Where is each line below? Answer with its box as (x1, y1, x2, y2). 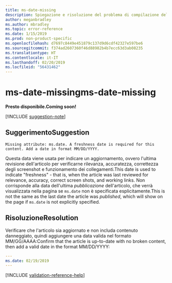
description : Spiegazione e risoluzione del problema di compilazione (5, 12, 159, 17)
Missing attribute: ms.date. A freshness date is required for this (5, 142, 155, 147)
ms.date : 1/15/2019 (5, 31, 47, 36)
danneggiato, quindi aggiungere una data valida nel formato (5, 232, 132, 238)
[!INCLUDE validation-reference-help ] (5, 272, 85, 278)
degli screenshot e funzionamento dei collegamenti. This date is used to (5, 166, 156, 172)
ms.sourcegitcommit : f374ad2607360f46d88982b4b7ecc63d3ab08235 (5, 46, 143, 51)
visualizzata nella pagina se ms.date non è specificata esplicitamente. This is (5, 188, 165, 194)
